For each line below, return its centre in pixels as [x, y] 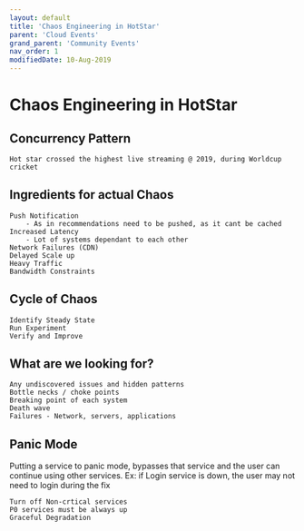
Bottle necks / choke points [64, 393]
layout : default [40, 18]
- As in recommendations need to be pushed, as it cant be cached [154, 223]
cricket [24, 167]
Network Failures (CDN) [54, 247]
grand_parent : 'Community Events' [75, 43]
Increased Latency [44, 231]
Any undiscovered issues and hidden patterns [97, 385]
